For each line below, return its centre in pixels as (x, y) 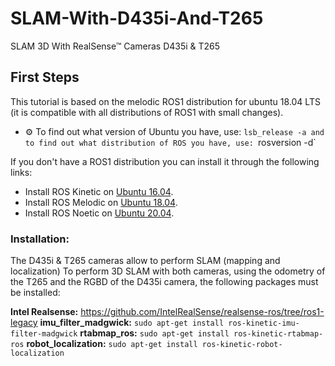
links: (21, 172)
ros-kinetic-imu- (264, 323)
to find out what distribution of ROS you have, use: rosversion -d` (170, 142)
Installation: (40, 239)
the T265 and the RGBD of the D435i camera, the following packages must (164, 282)
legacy (24, 323)
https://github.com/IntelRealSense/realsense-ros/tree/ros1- (202, 312)
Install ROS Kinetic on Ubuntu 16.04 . (99, 191)
